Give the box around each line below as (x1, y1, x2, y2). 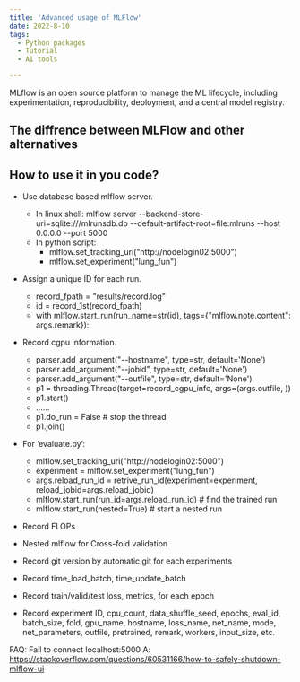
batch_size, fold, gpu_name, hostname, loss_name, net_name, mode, (21, 617, 277, 628)
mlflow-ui (9, 663, 45, 674)
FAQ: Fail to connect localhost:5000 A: (9, 644, 151, 655)
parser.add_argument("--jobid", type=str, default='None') (35, 364, 248, 375)
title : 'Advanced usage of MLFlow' (9, 13, 142, 22)
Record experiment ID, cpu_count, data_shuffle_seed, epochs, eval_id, (21, 608, 281, 619)
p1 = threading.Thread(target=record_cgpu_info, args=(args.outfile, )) (35, 383, 291, 394)
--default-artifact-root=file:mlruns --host (129, 218, 280, 229)
